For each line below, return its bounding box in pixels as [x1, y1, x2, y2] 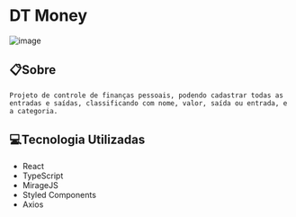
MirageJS [22, 179, 58, 190]
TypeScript [22, 170, 64, 181]
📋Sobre [9, 62, 57, 77]
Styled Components [22, 189, 97, 200]
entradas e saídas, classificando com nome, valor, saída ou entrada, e [9, 98, 288, 108]
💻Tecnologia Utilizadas [9, 132, 146, 148]
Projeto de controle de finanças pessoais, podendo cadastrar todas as [9, 91, 283, 100]
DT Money [9, 5, 88, 26]
